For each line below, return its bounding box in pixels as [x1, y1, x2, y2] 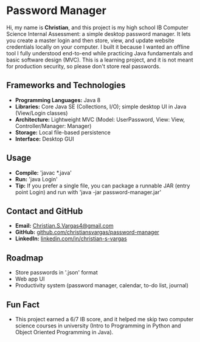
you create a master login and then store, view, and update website [6, 37, 174, 44]
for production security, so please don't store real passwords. [6, 62, 161, 70]
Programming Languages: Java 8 [15, 96, 101, 103]
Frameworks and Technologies [6, 80, 126, 91]
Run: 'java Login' [15, 175, 58, 183]
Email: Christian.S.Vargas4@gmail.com [15, 222, 114, 229]
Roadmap [6, 253, 44, 263]
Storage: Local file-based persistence [15, 128, 111, 136]
